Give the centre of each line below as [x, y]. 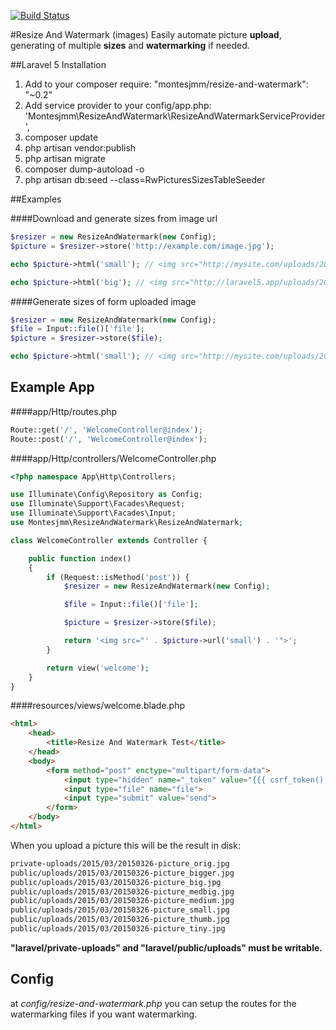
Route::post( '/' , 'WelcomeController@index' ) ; [109, 439]
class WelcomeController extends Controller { [109, 540]
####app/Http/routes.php [64, 411]
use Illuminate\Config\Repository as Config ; [106, 495]
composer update [61, 137]
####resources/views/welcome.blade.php [98, 706]
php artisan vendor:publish [80, 148]
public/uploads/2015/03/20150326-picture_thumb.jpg [120, 920]
